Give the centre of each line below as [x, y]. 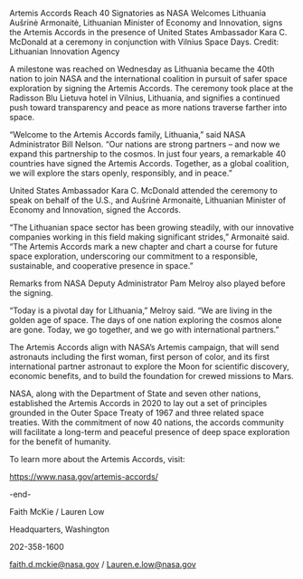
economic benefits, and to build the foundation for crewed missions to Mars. [151, 376]
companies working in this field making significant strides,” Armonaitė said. [149, 237]
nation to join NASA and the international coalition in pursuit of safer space [148, 79]
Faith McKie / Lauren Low [57, 512]
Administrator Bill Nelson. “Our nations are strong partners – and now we [145, 144]
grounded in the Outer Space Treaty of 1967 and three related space [137, 413]
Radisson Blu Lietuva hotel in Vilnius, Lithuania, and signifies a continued [145, 98]
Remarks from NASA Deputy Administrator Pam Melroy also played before [147, 283]
